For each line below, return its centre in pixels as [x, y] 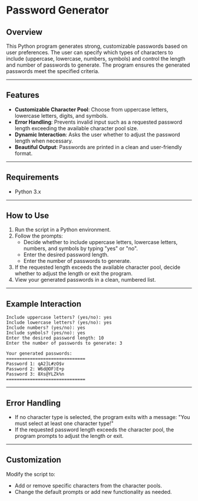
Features [23, 95]
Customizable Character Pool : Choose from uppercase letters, [91, 109]
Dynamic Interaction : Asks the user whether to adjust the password [97, 134]
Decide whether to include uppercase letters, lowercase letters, [100, 242]
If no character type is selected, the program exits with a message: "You [102, 417]
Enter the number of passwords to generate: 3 [64, 343]
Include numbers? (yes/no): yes [46, 328]
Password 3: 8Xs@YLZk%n [35, 374]
